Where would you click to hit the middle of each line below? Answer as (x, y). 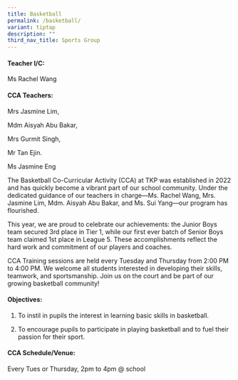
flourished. (23, 210)
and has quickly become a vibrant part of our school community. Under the (118, 188)
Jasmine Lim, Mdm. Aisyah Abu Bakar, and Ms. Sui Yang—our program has (118, 203)
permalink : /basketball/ (44, 21)
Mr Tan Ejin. (25, 152)
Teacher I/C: (26, 63)
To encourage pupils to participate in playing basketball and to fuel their (123, 329)
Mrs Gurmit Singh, (34, 139)
